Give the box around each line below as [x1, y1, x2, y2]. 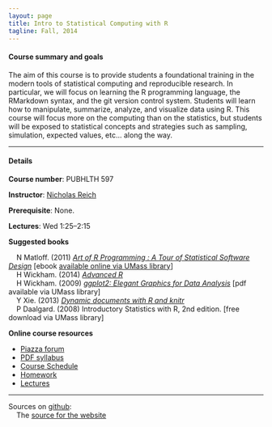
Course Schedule [19, 361, 79, 370]
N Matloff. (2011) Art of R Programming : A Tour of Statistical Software [15, 252, 250, 262]
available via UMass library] [8, 286, 101, 296]
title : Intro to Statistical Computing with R [8, 19, 168, 27]
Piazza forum [19, 344, 65, 353]
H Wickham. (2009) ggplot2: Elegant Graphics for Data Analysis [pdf [15, 278, 247, 288]
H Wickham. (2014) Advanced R [15, 269, 123, 279]
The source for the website [15, 410, 107, 420]
